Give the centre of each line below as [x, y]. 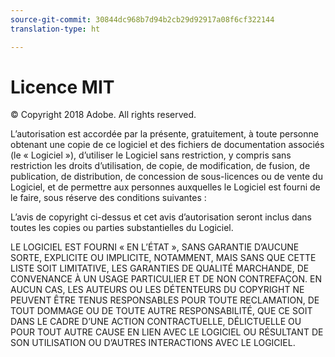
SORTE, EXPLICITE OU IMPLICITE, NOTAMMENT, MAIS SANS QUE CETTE [163, 258]
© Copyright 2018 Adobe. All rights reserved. [103, 115]
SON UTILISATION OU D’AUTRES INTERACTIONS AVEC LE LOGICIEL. [153, 343]
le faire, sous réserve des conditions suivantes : [108, 198]
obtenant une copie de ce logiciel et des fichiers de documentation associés [167, 145]
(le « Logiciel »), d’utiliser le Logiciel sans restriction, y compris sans [151, 155]
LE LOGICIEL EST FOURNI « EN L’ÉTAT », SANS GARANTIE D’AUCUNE [155, 247]
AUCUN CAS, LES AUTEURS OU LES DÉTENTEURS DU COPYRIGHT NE [157, 290]
